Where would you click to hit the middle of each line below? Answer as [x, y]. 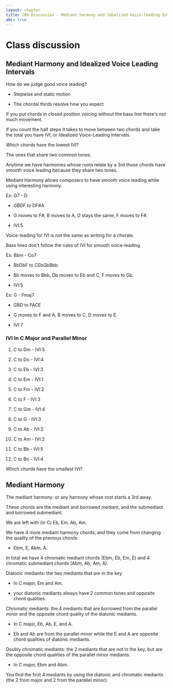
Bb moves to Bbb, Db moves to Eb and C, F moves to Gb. [73, 275]
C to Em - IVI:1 [28, 379]
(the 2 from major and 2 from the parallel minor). [57, 680]
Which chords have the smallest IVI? [44, 469]
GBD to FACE [27, 305]
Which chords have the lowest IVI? [42, 145]
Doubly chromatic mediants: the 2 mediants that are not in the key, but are [84, 649]
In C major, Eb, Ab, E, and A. [43, 624]
